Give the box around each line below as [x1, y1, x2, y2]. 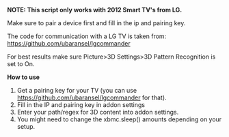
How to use [7, 73, 40, 81]
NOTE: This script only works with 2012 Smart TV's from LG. [7, 6, 183, 14]
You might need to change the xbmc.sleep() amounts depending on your [16, 115, 222, 123]
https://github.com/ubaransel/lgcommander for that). [16, 93, 167, 102]
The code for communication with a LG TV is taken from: [7, 32, 167, 40]
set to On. [7, 60, 35, 67]
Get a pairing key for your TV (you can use [16, 87, 137, 94]
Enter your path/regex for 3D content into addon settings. [16, 108, 179, 116]
